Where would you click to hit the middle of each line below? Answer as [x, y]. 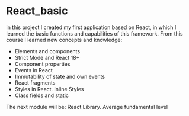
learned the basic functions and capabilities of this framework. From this [94, 33]
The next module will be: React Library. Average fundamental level [87, 107]
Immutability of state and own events [60, 76]
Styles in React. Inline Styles [49, 89]
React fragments [35, 83]
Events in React [34, 70]
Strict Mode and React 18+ [47, 57]
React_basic [37, 11]
